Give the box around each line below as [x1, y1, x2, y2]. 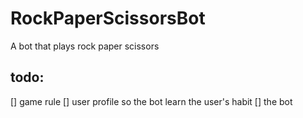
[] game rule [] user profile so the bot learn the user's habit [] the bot [10, 95, 293, 107]
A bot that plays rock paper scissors [10, 40, 160, 52]
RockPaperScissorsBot [10, 7, 206, 30]
